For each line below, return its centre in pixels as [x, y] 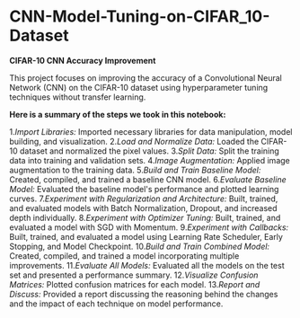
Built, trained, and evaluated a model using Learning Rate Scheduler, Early [146, 236]
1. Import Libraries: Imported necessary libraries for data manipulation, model [151, 131]
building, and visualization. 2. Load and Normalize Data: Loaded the [134, 141]
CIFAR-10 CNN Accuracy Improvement [83, 60]
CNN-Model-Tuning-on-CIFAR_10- [140, 17]
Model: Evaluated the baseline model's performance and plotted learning [144, 189]
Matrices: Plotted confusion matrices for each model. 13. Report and [135, 284]
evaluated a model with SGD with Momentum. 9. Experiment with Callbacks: [149, 227]
